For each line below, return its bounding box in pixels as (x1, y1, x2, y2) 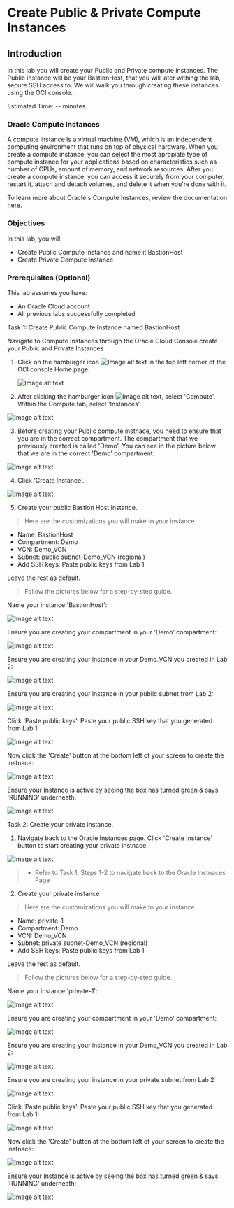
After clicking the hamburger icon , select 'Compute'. (17, 392, 216, 400)
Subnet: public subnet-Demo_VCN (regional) (17, 553, 145, 561)
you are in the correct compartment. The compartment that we (17, 434, 198, 442)
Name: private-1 (17, 916, 64, 925)
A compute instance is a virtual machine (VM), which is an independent (7, 135, 212, 144)
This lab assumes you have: (7, 288, 87, 297)
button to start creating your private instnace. (17, 841, 148, 849)
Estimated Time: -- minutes (7, 102, 86, 110)
